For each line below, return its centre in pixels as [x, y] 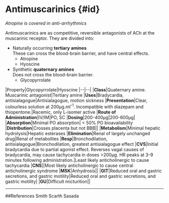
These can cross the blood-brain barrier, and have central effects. [81, 53]
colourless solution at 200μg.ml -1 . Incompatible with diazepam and [74, 106]
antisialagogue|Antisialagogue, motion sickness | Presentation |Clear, [76, 100]
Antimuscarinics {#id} [53, 9]
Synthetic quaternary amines [43, 69]
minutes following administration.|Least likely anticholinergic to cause [77, 160]
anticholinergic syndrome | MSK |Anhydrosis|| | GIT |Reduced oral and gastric [83, 171]
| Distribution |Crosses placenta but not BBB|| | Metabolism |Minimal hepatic [83, 128]
